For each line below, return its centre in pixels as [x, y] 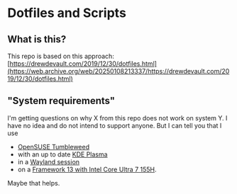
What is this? [37, 39]
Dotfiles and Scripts [67, 13]
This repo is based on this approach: [61, 56]
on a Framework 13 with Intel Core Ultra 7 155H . [87, 169]
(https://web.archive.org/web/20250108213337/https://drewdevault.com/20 [118, 71]
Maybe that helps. [34, 183]
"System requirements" [61, 101]
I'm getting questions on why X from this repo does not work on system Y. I [117, 118]
